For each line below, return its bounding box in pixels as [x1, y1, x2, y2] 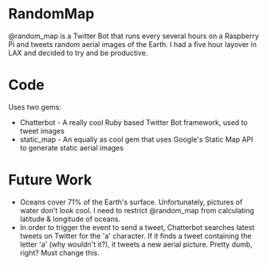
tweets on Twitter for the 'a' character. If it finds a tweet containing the [19, 231, 252, 240]
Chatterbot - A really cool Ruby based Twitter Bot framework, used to [19, 117, 249, 127]
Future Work [8, 171, 92, 189]
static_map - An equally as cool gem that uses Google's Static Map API [19, 134, 253, 144]
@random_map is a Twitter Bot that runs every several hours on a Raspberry [8, 31, 259, 41]
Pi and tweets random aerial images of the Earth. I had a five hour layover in [8, 39, 257, 49]
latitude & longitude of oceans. [19, 214, 121, 224]
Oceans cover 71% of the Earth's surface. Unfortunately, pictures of [19, 197, 243, 207]
